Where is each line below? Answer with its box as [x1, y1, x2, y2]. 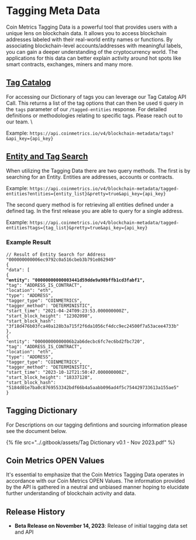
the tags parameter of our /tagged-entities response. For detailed [6, 105, 167, 112]
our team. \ [6, 118, 33, 125]
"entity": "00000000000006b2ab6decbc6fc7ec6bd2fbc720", [6, 338, 145, 345]
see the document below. [6, 427, 67, 434]
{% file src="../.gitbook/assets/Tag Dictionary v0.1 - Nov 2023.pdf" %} [6, 439, 176, 446]
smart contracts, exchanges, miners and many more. [6, 60, 133, 68]
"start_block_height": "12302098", [6, 313, 93, 319]
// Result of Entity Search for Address [6, 252, 106, 257]
